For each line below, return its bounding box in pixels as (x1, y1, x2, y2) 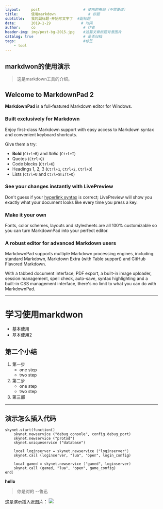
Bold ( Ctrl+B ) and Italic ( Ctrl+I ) (12, 150, 76, 156)
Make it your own (5, 212, 47, 218)
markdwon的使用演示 (5, 63, 70, 71)
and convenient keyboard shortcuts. (5, 131, 78, 137)
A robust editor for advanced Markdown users (5, 240, 116, 246)
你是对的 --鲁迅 (16, 489, 48, 494)
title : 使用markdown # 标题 (5, 12, 100, 16)
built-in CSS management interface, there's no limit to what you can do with (5, 281, 157, 287)
